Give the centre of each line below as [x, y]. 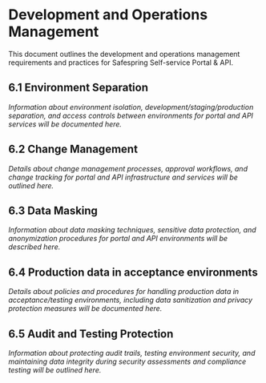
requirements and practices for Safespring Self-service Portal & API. [121, 62]
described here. [34, 247]
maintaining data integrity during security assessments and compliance [127, 361]
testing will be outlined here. [55, 370]
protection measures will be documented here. [85, 308]
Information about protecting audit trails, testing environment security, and [132, 353]
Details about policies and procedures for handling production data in [124, 292]
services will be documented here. [65, 124]
